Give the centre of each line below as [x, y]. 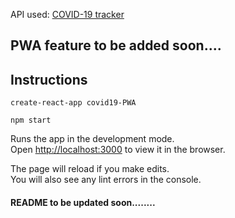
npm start [31, 120]
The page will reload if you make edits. [90, 169]
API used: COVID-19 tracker [67, 14]
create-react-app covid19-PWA [73, 103]
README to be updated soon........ [83, 202]
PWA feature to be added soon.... [116, 45]
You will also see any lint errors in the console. [106, 180]
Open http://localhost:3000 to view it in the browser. [118, 150]
